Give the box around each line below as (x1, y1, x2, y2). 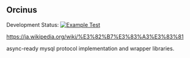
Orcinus (6, 5, 38, 15)
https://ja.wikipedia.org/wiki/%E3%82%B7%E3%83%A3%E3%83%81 (6, 33, 184, 40)
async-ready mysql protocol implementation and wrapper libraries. (6, 45, 175, 52)
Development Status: (6, 21, 59, 28)
